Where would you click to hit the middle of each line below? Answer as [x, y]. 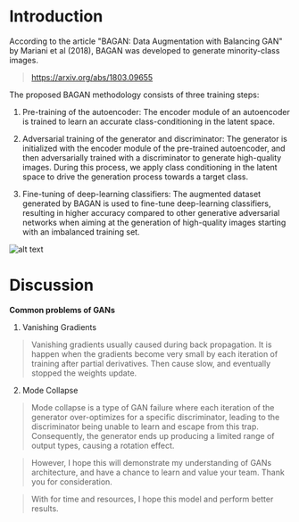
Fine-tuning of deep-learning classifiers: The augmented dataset [141, 194]
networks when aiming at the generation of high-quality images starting [154, 222]
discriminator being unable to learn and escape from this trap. [145, 427]
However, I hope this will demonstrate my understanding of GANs [151, 462]
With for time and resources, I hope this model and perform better [152, 499]
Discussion [51, 285]
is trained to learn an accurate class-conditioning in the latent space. [148, 121]
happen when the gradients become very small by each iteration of [154, 353]
